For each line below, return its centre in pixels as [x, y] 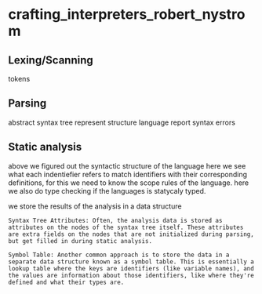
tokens [19, 79]
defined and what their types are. [66, 282]
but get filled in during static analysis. [80, 241]
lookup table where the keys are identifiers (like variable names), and [131, 268]
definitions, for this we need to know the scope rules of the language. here [129, 183]
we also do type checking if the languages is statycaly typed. [107, 191]
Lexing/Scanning [51, 60]
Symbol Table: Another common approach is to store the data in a [119, 255]
